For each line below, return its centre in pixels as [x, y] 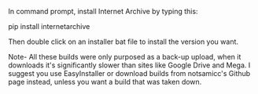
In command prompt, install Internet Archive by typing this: [103, 11]
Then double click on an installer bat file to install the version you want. [123, 42]
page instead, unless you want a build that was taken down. [105, 82]
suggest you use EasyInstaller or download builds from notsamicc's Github [129, 73]
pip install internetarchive [49, 26]
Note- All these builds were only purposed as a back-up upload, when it [125, 57]
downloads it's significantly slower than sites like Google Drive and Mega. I [129, 65]
